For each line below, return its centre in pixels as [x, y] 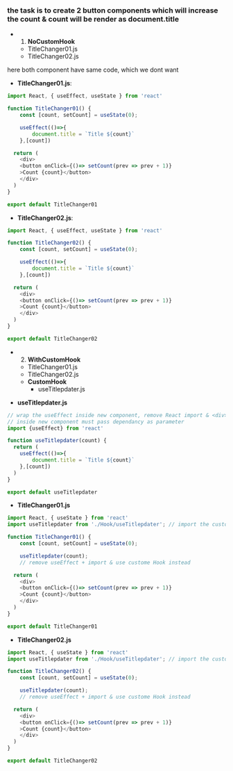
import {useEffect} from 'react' [55, 428]
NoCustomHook [51, 42]
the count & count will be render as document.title [93, 19]
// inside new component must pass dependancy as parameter [96, 422]
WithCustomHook [54, 359]
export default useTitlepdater [52, 492]
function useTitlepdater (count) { [57, 441]
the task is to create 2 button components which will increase [113, 10]
